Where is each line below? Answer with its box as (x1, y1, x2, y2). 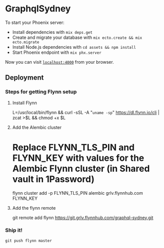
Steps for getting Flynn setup (5, 88, 77, 95)
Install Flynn (12, 100, 37, 106)
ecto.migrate (12, 39, 40, 45)
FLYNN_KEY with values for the (12, 152, 145, 163)
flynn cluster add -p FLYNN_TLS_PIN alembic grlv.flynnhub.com (12, 190, 143, 196)
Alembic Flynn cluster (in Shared (12, 163, 150, 174)
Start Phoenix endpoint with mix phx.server (12, 49, 102, 55)
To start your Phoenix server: (5, 19, 64, 25)
